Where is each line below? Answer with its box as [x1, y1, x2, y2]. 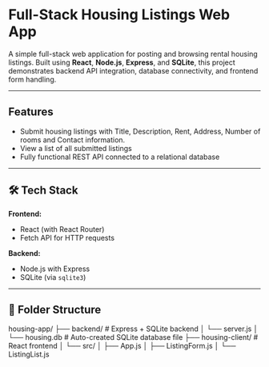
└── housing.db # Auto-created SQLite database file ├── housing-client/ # [8, 333, 259, 342]
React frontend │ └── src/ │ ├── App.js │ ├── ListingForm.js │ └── [8, 341, 236, 351]
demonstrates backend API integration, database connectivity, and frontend [8, 66, 259, 75]
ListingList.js [8, 349, 50, 359]
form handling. [8, 74, 57, 84]
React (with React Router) [19, 224, 105, 233]
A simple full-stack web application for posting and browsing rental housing [8, 49, 258, 58]
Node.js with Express [19, 264, 90, 273]
